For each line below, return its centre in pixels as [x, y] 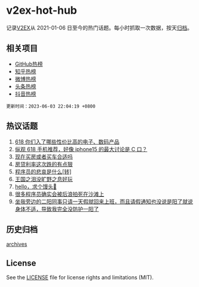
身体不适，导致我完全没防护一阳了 [57, 209]
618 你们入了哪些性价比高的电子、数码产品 [67, 142]
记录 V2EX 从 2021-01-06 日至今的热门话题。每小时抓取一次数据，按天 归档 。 [99, 28]
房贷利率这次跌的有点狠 [44, 164]
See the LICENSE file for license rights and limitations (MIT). [80, 277]
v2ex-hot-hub [42, 10]
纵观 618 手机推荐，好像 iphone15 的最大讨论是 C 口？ [81, 149]
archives [17, 244]
